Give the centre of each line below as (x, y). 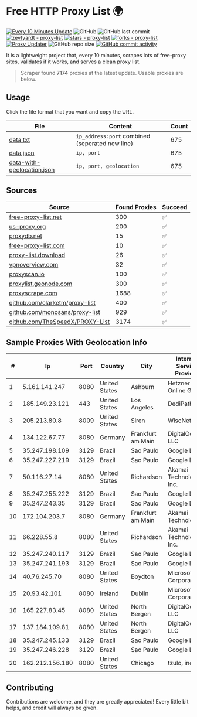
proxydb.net (26, 236)
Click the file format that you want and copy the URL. (70, 111)
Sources (22, 191)
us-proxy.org (28, 226)
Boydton (142, 576)
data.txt (20, 139)
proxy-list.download (37, 255)
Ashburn (143, 387)
